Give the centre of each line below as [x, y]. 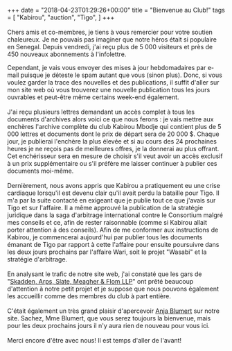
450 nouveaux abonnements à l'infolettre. [67, 54]
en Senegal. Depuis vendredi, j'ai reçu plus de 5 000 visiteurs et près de [110, 47]
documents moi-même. [41, 171]
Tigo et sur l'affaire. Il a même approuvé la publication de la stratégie [105, 208]
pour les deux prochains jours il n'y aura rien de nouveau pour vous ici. [108, 326]
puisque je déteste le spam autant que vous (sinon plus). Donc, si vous [122, 75]
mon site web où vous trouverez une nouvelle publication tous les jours [109, 90]
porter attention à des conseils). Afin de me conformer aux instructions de [113, 230]
